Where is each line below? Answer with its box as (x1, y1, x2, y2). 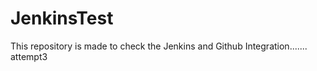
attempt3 (10, 50, 48, 62)
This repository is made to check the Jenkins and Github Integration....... (10, 40, 308, 52)
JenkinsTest (10, 7, 114, 30)
